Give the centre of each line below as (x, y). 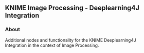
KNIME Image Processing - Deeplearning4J (72, 8)
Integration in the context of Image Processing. (52, 45)
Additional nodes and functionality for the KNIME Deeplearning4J (71, 40)
